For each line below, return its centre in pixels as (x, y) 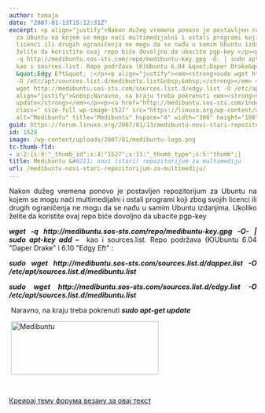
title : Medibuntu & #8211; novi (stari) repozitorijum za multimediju (125, 162)
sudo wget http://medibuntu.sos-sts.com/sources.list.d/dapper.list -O (133, 263)
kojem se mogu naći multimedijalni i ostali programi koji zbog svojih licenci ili (133, 199)
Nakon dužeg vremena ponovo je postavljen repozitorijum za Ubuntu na (133, 191)
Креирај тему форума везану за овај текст (80, 400)
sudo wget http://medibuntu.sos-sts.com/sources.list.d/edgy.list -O (133, 287)
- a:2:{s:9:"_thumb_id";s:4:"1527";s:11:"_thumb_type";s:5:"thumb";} (125, 154)
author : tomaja (34, 15)
